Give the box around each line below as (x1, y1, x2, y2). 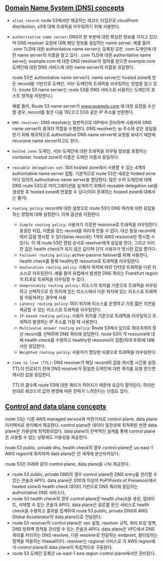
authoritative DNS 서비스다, (12, 490, 66, 495)
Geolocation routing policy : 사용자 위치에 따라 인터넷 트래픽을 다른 (19, 264, 152, 270)
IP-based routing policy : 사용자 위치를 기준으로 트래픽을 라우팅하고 (19, 313, 152, 318)
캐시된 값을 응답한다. (12, 371, 52, 377)
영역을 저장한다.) (21, 92, 53, 99)
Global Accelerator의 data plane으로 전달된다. (12, 514, 102, 520)
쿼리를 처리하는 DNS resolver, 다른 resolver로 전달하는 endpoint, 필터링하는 (12, 532, 158, 538)
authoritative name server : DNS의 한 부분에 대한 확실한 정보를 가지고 (12, 34, 148, 39)
